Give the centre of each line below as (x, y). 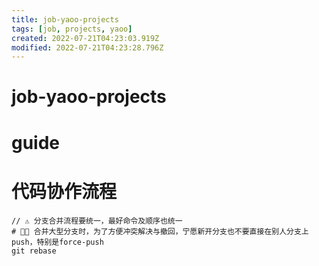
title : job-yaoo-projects (65, 19)
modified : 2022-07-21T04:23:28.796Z (87, 47)
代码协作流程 (64, 191)
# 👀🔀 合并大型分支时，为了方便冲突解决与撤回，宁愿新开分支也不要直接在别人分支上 (160, 231)
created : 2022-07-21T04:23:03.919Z (85, 38)
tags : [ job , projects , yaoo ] (72, 29)
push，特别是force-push (57, 242)
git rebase (34, 251)
